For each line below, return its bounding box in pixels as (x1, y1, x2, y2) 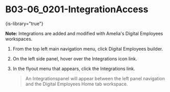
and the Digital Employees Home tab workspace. (25, 81, 128, 87)
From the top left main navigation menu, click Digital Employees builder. (12, 45, 163, 52)
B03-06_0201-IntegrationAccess (5, 4, 149, 15)
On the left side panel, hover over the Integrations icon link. (12, 55, 137, 62)
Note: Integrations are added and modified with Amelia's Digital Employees (5, 30, 163, 36)
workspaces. (5, 36, 33, 42)
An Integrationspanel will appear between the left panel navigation (25, 75, 165, 81)
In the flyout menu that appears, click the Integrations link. (12, 65, 135, 72)
